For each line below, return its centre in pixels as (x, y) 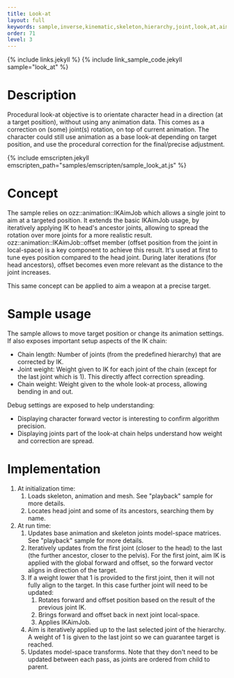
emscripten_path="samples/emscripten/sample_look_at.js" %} (97, 166)
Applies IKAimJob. (65, 622)
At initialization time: (46, 488)
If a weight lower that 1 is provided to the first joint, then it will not (121, 577)
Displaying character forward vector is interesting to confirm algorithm (118, 418)
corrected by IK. (40, 361)
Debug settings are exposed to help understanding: (81, 405)
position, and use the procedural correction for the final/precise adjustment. (116, 145)
